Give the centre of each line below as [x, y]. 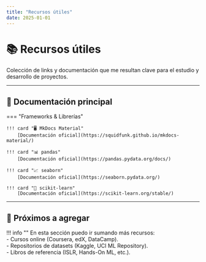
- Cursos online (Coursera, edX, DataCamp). [62, 239]
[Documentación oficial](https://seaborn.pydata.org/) [89, 178]
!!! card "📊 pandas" [33, 152]
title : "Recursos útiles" [39, 12]
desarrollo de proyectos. [37, 77]
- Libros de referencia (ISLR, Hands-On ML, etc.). [68, 252]
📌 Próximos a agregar [48, 218]
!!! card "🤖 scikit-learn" [41, 188]
